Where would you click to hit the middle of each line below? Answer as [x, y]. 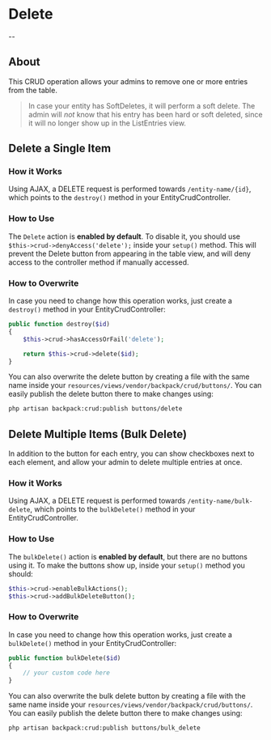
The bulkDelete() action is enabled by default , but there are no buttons [128, 556]
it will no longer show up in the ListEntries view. [107, 123]
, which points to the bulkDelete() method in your [112, 509]
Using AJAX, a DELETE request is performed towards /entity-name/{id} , [130, 189]
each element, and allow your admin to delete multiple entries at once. [125, 462]
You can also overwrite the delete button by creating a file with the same [129, 376]
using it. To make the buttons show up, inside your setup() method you [127, 565]
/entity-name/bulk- [220, 502]
